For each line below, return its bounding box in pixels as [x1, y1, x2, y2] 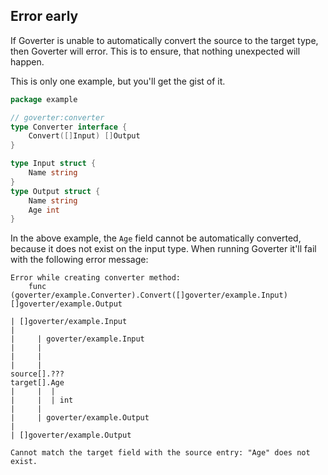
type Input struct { [10, 159, 97, 169]
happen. [10, 55, 45, 68]
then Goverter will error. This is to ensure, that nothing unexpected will [10, 45, 301, 57]
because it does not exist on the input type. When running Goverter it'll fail [10, 243, 317, 255]
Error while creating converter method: [10, 273, 182, 283]
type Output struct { [10, 186, 101, 196]
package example [10, 94, 78, 104]
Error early [10, 8, 79, 25]
